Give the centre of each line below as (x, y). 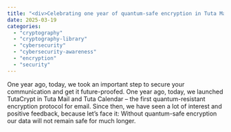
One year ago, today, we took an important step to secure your (96, 84)
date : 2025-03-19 (32, 20)
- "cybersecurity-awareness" (55, 52)
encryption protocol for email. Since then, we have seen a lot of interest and (114, 106)
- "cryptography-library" (51, 39)
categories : (24, 26)
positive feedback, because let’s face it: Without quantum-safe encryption (112, 113)
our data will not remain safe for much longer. (71, 120)
